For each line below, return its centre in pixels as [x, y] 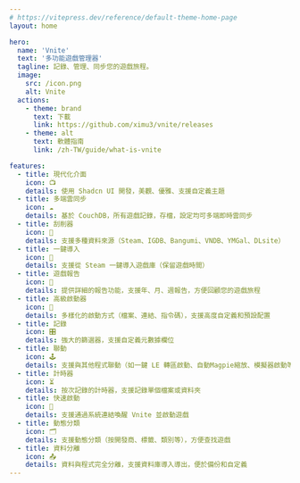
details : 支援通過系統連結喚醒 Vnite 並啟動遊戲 [107, 415]
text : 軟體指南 [58, 142]
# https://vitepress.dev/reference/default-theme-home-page [124, 17]
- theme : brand [54, 108]
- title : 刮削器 [46, 224]
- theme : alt [50, 133]
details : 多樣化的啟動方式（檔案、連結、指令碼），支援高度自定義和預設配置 [148, 315]
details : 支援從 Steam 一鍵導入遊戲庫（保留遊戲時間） [117, 266]
